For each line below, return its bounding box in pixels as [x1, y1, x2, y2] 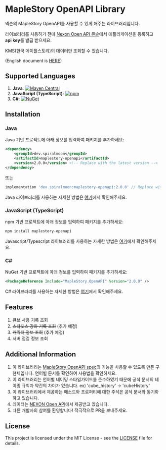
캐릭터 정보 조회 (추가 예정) [12, 329, 65, 335]
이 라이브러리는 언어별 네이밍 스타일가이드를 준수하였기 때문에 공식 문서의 [12, 376, 154, 382]
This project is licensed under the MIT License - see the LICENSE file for [5, 435, 152, 441]
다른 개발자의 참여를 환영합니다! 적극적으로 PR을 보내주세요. [12, 407, 127, 413]
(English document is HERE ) [5, 57, 62, 63]
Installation [5, 110, 41, 118]
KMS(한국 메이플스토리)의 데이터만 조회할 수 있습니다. [5, 48, 109, 54]
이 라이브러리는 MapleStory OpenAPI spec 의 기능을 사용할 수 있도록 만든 [12, 364, 155, 370]
